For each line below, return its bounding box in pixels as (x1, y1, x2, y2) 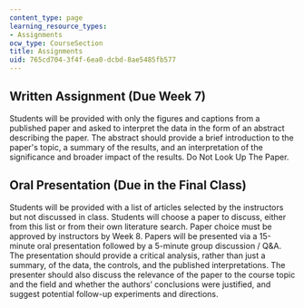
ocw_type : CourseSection (9, 38, 103, 48)
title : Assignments (9, 47, 83, 56)
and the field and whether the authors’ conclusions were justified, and (9, 278, 271, 290)
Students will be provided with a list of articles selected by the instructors (9, 201, 284, 213)
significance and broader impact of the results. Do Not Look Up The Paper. (9, 151, 289, 162)
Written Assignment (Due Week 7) (9, 89, 207, 104)
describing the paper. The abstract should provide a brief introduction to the (9, 132, 295, 143)
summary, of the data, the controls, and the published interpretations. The (9, 259, 286, 270)
